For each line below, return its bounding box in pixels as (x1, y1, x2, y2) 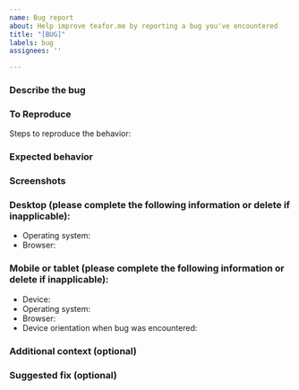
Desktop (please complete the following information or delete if (9, 199, 291, 212)
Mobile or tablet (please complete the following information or (9, 262, 285, 274)
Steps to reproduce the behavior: (9, 128, 132, 139)
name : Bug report (9, 13, 74, 22)
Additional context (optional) (9, 344, 137, 357)
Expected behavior (9, 151, 94, 163)
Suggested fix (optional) (9, 368, 118, 381)
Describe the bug (9, 84, 87, 97)
